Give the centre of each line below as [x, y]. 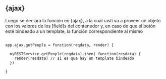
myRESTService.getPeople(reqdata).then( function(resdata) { [75, 54]
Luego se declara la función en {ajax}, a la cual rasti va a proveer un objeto [83, 20]
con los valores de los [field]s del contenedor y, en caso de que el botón [80, 26]
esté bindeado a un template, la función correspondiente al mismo [74, 31]
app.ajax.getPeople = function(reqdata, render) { [60, 45]
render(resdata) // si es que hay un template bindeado [74, 58]
